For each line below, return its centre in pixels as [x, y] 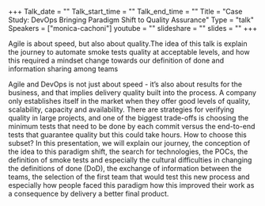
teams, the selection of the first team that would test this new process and [129, 177]
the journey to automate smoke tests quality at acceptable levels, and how [129, 52]
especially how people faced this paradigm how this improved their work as [131, 185]
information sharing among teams [63, 69]
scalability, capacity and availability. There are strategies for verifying [121, 109]
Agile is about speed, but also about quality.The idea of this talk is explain [128, 44]
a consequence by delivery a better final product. [89, 194]
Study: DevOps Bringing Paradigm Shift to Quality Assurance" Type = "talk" [131, 20]
